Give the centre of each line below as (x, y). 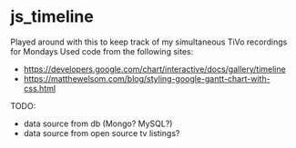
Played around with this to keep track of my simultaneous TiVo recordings (149, 42)
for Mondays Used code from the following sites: (102, 51)
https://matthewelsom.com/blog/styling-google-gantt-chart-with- (147, 78)
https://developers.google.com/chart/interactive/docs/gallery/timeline (154, 69)
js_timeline (52, 17)
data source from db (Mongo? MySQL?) (98, 123)
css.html (40, 88)
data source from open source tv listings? (102, 133)
